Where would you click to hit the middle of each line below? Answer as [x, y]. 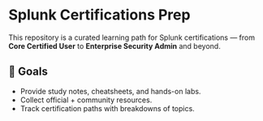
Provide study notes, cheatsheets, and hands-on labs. [110, 91]
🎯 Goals [28, 72]
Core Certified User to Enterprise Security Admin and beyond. [114, 45]
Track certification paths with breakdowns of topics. [107, 108]
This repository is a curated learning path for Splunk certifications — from [132, 37]
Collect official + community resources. [86, 100]
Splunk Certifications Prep [99, 15]
